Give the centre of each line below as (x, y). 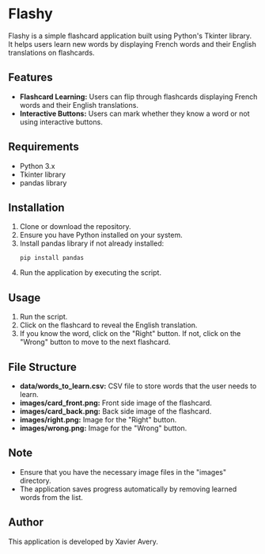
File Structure (42, 367)
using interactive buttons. (61, 122)
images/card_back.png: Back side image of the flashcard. (115, 411)
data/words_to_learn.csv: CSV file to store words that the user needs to (138, 386)
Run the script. (44, 317)
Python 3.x (37, 166)
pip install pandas (52, 258)
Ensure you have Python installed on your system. (101, 235)
